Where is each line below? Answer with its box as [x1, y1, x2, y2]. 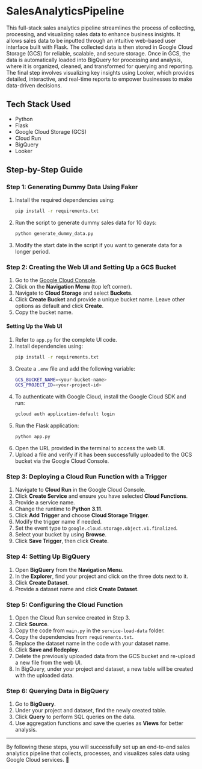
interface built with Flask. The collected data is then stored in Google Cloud [6, 43, 193, 51]
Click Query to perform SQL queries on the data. [14, 713, 136, 721]
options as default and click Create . [14, 303, 104, 310]
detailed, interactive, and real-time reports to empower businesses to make [6, 75, 192, 83]
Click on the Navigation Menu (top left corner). [14, 283, 132, 290]
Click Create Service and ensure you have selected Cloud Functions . [14, 492, 188, 500]
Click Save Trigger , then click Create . [14, 538, 109, 545]
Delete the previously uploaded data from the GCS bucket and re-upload [14, 652, 195, 659]
